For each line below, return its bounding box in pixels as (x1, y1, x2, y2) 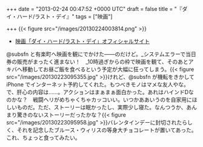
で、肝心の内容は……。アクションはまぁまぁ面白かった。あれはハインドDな (6, 89, 194, 95)
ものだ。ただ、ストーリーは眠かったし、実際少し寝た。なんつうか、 (16, 104, 187, 111)
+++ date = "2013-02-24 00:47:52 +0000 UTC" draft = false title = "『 (6, 5, 183, 12)
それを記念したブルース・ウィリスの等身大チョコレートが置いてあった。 (16, 126, 197, 134)
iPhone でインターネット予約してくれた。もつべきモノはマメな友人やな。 (6, 81, 189, 88)
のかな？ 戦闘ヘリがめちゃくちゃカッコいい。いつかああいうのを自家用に (6, 96, 192, 103)
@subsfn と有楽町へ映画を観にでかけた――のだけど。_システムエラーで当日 (6, 50, 196, 58)
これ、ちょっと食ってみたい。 (6, 134, 81, 141)
